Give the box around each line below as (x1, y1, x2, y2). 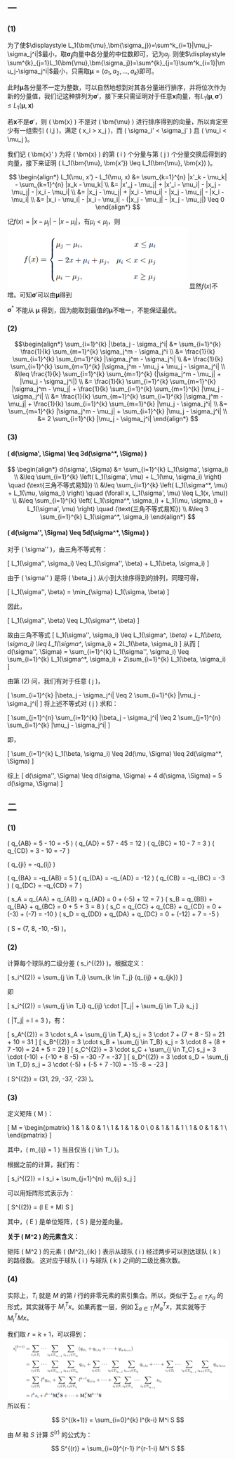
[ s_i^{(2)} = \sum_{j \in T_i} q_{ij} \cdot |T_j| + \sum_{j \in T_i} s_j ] (7, 1001, 199, 1010)
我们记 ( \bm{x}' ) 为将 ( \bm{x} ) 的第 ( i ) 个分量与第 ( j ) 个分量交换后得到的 (7, 150, 227, 158)
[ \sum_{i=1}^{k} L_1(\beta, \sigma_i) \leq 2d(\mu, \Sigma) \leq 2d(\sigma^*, (7, 749, 223, 757)
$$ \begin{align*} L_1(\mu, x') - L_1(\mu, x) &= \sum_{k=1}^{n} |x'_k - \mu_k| (8, 172, 227, 181)
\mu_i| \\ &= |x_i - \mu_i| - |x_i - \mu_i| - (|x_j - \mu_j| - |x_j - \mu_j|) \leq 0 (11, 195, 224, 203)
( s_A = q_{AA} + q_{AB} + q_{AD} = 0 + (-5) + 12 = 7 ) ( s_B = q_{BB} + (7, 894, 213, 903)
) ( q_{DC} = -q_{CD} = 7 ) (7, 881, 83, 889)
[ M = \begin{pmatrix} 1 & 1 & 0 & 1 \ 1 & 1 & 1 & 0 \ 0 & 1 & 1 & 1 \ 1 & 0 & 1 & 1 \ (7, 1124, 227, 1132)
